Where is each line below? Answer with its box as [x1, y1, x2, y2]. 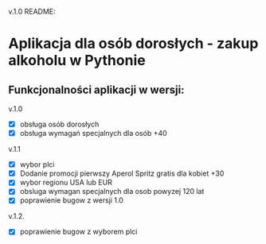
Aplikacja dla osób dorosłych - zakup [8, 35, 259, 52]
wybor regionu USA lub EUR [19, 178, 113, 188]
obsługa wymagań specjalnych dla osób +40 [19, 129, 167, 138]
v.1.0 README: [8, 7, 56, 16]
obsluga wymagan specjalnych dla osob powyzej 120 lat [19, 187, 205, 196]
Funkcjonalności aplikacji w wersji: [8, 83, 185, 96]
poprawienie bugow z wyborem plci [19, 227, 138, 237]
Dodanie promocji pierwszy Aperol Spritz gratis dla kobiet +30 [19, 168, 225, 178]
